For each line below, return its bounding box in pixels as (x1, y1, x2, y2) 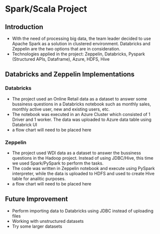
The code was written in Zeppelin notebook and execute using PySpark (12, 165, 155, 171)
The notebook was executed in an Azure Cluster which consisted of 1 (12, 111, 150, 117)
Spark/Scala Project (5, 3, 87, 15)
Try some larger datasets (12, 223, 63, 229)
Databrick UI (12, 121, 37, 127)
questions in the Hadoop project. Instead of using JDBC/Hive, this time (12, 155, 154, 161)
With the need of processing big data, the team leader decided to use (12, 35, 151, 41)
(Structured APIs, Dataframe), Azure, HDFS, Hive (12, 56, 110, 62)
